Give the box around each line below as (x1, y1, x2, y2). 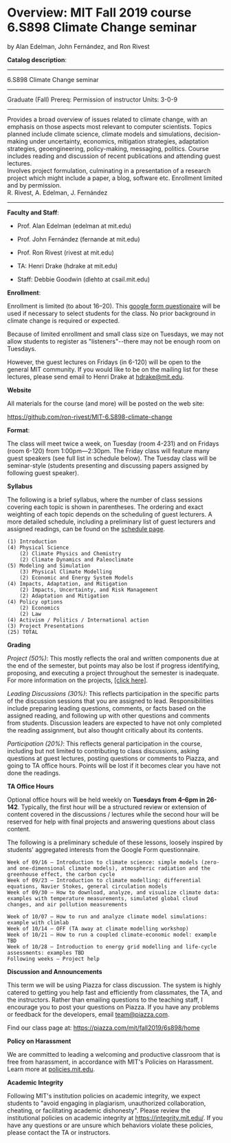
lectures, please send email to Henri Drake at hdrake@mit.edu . (7, 372, 184, 381)
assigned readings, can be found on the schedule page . (7, 524, 166, 533)
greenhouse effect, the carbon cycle (7, 871, 115, 877)
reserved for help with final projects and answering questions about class (7, 817, 215, 826)
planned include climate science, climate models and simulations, (7, 130, 192, 138)
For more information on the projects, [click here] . (7, 676, 148, 684)
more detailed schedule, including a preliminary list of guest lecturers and (7, 517, 216, 526)
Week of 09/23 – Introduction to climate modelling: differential (7, 877, 201, 884)
